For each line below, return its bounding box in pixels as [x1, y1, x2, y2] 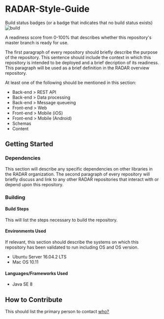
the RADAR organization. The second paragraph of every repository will [5, 171, 150, 177]
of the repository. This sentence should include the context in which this [5, 54, 151, 60]
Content [12, 125, 29, 131]
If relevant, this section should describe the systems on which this [5, 239, 139, 245]
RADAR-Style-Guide [5, 3, 90, 15]
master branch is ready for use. [5, 39, 69, 45]
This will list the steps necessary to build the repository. [5, 217, 118, 223]
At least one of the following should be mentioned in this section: [5, 80, 137, 86]
